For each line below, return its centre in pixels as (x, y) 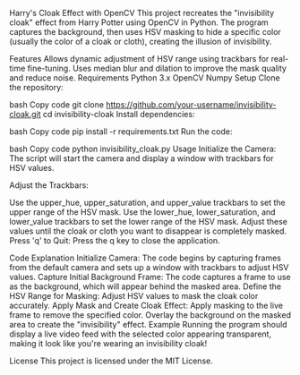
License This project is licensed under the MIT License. (111, 361)
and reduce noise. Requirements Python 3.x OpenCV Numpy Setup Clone (145, 78)
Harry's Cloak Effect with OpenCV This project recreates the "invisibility (142, 13)
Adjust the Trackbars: (49, 185)
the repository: (37, 87)
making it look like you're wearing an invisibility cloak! (108, 343)
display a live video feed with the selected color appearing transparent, (140, 334)
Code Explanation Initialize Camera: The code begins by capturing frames (146, 258)
